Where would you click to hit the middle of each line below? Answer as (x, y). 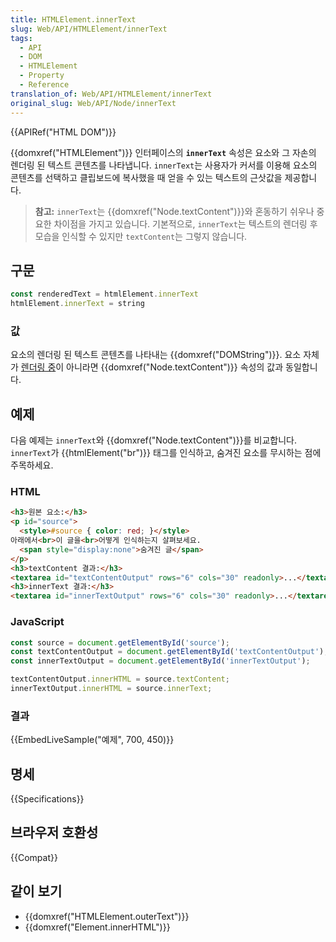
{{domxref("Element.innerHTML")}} (97, 927)
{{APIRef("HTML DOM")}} (63, 132)
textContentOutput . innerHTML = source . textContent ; (120, 679)
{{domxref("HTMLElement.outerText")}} (107, 916)
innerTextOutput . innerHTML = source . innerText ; (111, 689)
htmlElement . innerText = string (77, 304)
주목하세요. (32, 465)
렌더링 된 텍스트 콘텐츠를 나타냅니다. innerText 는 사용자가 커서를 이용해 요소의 (164, 165)
